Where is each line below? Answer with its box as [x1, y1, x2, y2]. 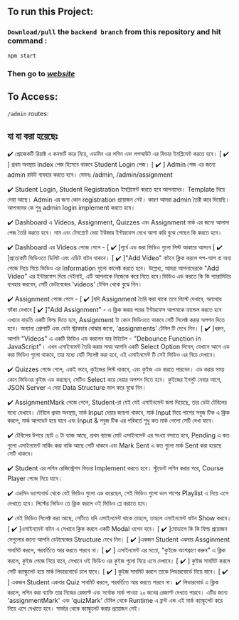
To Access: [7, 91, 58, 103]
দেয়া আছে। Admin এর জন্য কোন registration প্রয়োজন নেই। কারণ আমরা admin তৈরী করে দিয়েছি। [7, 195, 230, 204]
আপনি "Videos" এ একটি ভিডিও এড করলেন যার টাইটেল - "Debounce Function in [7, 334, 201, 343]
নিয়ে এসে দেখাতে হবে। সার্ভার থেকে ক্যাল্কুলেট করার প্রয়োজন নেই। [7, 604, 142, 613]
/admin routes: [7, 110, 49, 118]
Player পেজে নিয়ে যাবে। [7, 474, 63, 483]
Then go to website [7, 68, 75, 78]
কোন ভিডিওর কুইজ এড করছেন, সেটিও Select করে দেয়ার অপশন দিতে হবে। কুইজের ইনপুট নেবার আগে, [7, 376, 222, 384]
